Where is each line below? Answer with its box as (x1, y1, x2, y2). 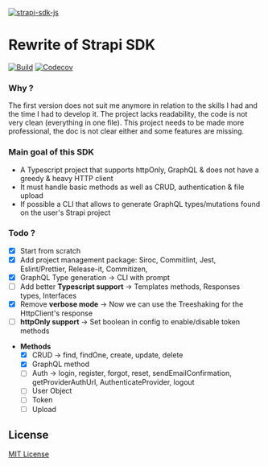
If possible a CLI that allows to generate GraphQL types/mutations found (19, 199, 261, 208)
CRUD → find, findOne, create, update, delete (31, 350, 183, 360)
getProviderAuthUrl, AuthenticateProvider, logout (31, 377, 195, 387)
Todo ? (8, 228, 36, 239)
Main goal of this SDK (8, 146, 94, 158)
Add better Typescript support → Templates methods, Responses (19, 282, 241, 291)
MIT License (8, 449, 50, 459)
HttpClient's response (19, 308, 93, 318)
